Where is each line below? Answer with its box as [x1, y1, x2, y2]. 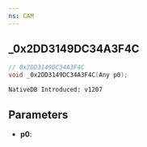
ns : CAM [8, 11, 35, 20]
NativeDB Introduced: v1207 [8, 86, 103, 94]
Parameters [8, 107, 69, 122]
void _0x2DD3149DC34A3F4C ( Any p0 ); [8, 71, 128, 80]
